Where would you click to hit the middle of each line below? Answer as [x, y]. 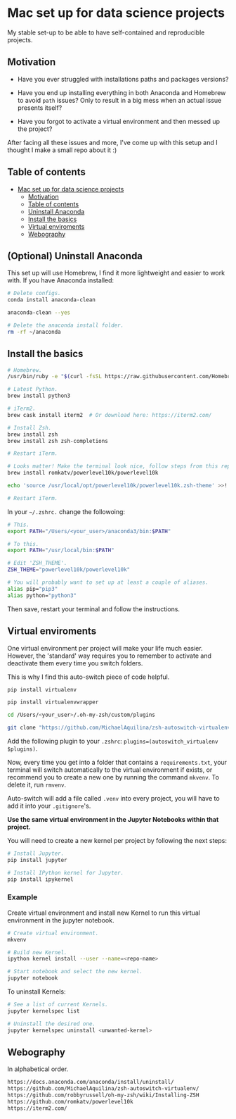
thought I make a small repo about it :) [62, 150]
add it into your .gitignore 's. [49, 806]
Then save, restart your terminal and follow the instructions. [94, 609]
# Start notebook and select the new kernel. [75, 972]
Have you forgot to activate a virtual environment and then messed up [118, 121]
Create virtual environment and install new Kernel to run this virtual [104, 913]
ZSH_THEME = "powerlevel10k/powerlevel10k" [69, 570]
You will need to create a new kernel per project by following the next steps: [117, 840]
